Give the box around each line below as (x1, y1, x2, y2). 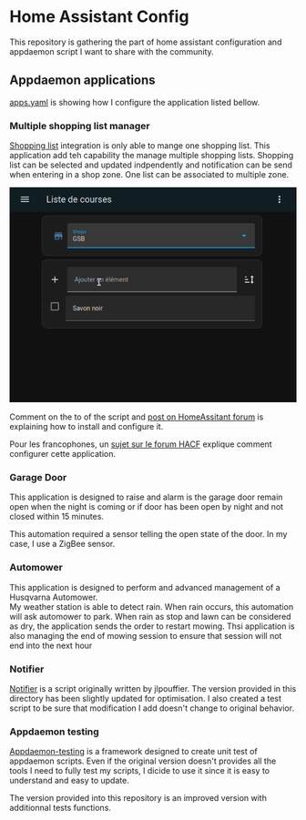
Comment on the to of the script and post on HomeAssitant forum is (9, 411, 264, 422)
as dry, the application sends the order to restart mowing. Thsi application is (9, 621, 295, 632)
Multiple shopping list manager (9, 119, 150, 132)
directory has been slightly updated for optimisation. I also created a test (9, 693, 282, 704)
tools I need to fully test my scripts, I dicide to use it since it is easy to (9, 765, 270, 776)
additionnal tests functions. (9, 803, 112, 814)
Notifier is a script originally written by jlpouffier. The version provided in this (9, 683, 297, 693)
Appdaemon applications (9, 73, 157, 88)
